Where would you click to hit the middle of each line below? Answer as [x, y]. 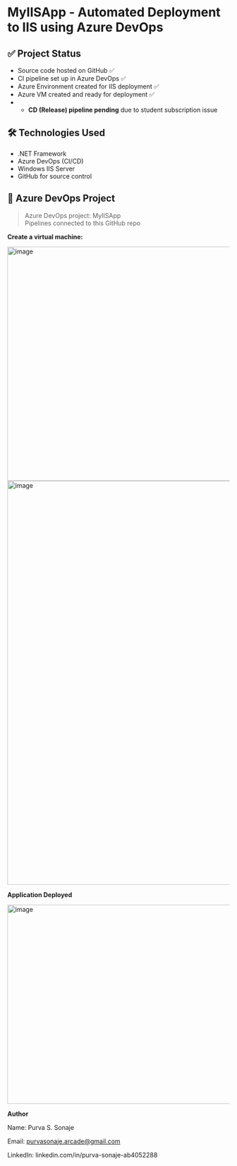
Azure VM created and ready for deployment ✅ [86, 94]
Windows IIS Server [46, 168]
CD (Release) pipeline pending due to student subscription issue [123, 110]
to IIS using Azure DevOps [85, 27]
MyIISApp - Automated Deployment [114, 12]
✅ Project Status [44, 53]
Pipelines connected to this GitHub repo [83, 223]
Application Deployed [40, 894]
